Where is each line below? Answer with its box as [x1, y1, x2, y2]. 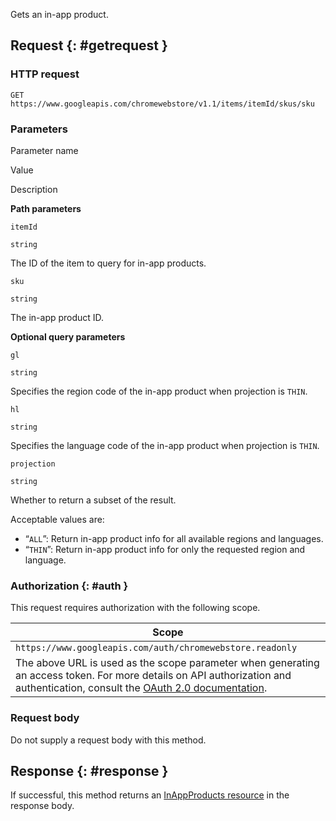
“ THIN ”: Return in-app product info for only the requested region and [24, 543, 306, 555]
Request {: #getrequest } [10, 37, 168, 54]
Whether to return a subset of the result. [10, 494, 177, 506]
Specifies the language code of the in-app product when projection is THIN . [10, 439, 320, 451]
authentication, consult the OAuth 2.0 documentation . [15, 681, 268, 695]
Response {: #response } [10, 762, 169, 779]
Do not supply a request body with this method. [10, 734, 207, 746]
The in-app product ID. [10, 311, 105, 323]
